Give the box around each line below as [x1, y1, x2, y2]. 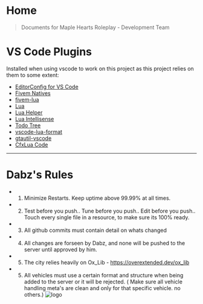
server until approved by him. [24, 246, 97, 253]
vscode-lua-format [14, 128, 62, 135]
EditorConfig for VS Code [14, 83, 79, 90]
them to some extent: [6, 71, 59, 79]
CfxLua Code [14, 140, 48, 148]
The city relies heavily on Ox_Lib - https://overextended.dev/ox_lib [24, 259, 190, 266]
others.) [24, 291, 44, 298]
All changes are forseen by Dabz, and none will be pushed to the [24, 239, 185, 246]
